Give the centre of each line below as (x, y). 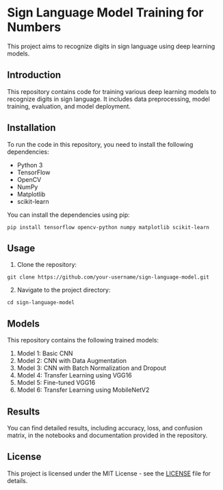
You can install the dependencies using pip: (68, 215)
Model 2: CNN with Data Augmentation (72, 361)
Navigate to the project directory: (64, 290)
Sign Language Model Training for (105, 13)
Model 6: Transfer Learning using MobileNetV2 (83, 390)
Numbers (34, 27)
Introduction (34, 75)
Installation (31, 128)
